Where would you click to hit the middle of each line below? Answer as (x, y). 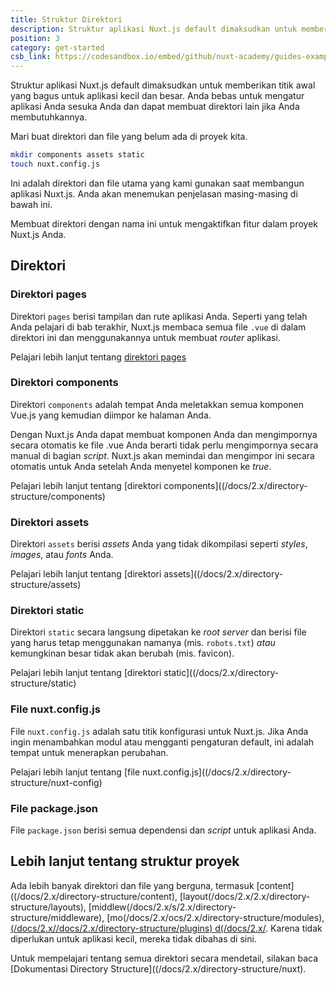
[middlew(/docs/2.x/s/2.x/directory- (162, 907)
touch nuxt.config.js (55, 164)
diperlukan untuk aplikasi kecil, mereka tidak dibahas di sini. (133, 938)
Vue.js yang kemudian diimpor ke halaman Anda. (111, 415)
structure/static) (43, 683)
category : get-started (57, 47)
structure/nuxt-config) (56, 782)
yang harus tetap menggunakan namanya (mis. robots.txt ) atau (143, 643)
